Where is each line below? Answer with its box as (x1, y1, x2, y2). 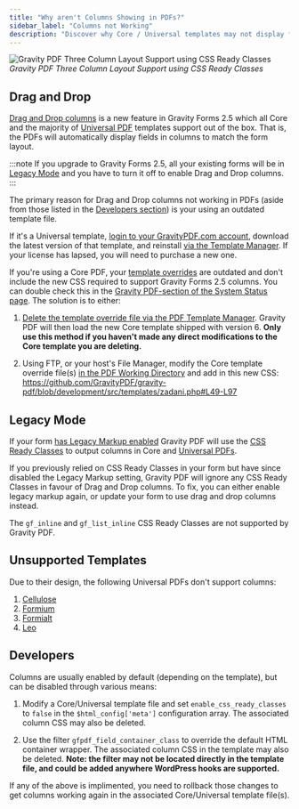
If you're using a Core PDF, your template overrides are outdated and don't (9, 267, 283, 278)
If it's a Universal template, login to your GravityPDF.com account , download (9, 231, 289, 241)
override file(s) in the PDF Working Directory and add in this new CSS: (21, 368, 279, 378)
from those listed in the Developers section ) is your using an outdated (9, 204, 265, 214)
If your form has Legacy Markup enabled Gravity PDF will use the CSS (9, 436, 267, 446)
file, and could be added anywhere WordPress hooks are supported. (21, 763, 280, 773)
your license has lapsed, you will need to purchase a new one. (9, 250, 238, 261)
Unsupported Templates (9, 553, 147, 568)
